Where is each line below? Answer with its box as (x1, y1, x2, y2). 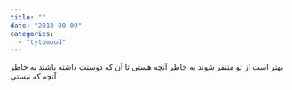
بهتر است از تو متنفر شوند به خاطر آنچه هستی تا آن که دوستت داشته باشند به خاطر (10, 62, 284, 72)
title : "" (10, 12, 47, 22)
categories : (10, 29, 54, 38)
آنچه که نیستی (10, 71, 57, 82)
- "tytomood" (18, 37, 67, 47)
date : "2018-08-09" (10, 21, 83, 30)
